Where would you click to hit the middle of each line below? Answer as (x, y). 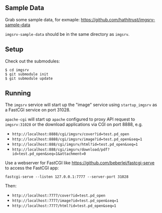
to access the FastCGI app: (32, 168)
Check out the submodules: (33, 61)
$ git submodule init (27, 74)
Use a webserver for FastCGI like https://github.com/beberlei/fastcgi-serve (80, 163)
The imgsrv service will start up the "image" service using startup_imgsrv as (81, 105)
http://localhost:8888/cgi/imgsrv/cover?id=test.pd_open (71, 134)
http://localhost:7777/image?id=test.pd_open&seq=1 (65, 201)
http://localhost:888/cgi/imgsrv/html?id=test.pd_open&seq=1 (75, 145)
